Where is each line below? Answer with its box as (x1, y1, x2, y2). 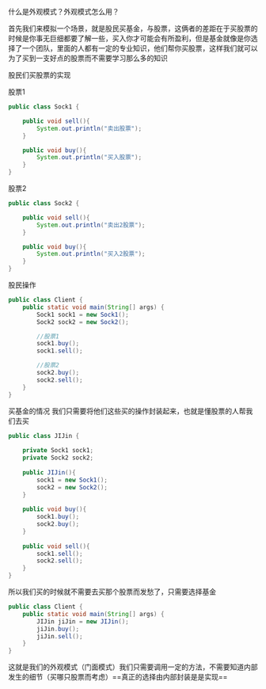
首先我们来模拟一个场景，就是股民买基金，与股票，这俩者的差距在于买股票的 (8, 24, 258, 33)
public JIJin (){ (22, 468, 77, 477)
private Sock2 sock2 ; (22, 454, 93, 462)
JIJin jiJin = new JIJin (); (36, 617, 129, 626)
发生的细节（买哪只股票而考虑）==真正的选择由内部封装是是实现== (8, 672, 228, 682)
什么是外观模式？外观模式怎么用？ (8, 7, 120, 16)
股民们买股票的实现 (8, 70, 71, 79)
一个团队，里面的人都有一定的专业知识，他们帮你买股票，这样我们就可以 (21, 44, 258, 53)
